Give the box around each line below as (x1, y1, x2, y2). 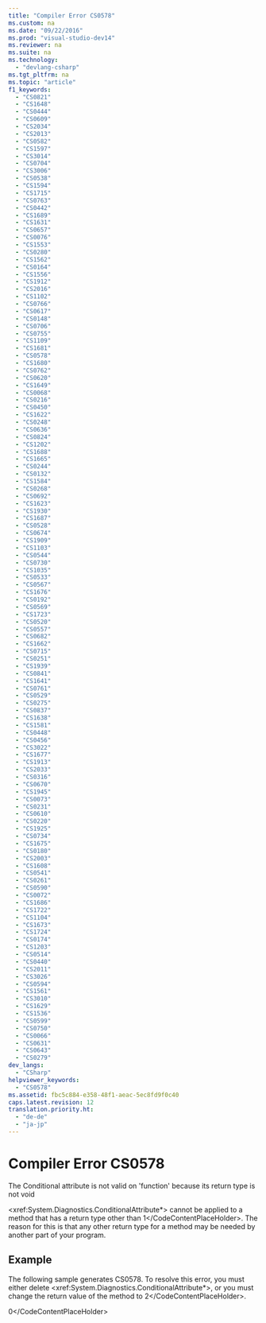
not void (8, 1189, 36, 1199)
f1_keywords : (8, 85, 52, 94)
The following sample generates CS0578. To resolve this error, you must (8, 1274, 245, 1284)
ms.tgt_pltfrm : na (8, 71, 69, 79)
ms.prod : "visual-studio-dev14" (8, 33, 115, 42)
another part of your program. (8, 1230, 106, 1240)
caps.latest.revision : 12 (8, 1098, 94, 1106)
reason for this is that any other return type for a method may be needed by (8, 1221, 256, 1231)
